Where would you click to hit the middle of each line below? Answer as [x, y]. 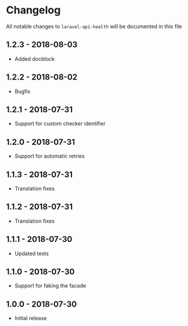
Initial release [30, 318]
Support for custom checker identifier [60, 124]
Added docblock [35, 58]
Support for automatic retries [49, 156]
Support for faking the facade [50, 286]
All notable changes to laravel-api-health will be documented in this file [94, 26]
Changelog [33, 10]
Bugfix [23, 91]
